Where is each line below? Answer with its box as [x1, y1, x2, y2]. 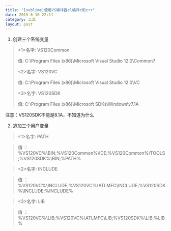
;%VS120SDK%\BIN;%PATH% [17, 156, 81, 162]
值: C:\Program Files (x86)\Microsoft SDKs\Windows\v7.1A [17, 101, 139, 107]
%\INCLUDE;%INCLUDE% [17, 188, 74, 194]
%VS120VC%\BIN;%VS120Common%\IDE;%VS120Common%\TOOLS [17, 150, 165, 156]
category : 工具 [5, 17, 36, 22]
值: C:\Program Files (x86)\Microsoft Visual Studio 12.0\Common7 [17, 58, 156, 64]
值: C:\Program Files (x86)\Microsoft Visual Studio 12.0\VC [17, 79, 140, 85]
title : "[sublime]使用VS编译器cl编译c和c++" [5, 7, 95, 13]
